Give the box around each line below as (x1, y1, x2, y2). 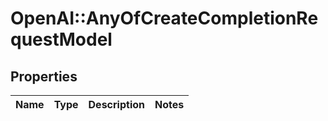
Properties (10, 68, 78, 85)
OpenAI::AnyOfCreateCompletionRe (10, 7, 319, 30)
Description (88, 98, 145, 111)
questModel (10, 28, 113, 51)
